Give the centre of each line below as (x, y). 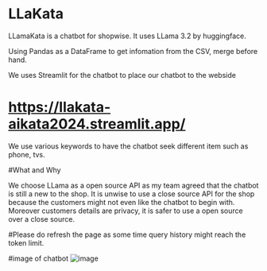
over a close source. (42, 219)
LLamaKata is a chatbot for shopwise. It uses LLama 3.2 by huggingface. (127, 36)
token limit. (26, 242)
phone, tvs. (27, 154)
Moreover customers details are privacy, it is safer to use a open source (126, 211)
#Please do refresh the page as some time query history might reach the (127, 234)
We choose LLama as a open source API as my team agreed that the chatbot (133, 185)
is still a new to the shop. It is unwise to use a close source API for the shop (132, 194)
